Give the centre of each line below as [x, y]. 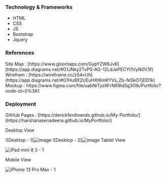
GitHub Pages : [21, 115]
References [20, 53]
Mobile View [18, 160]
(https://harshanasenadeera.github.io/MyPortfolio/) [59, 120]
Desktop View [20, 130]
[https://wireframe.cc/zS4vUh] [60, 75]
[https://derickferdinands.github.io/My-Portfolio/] [89, 115]
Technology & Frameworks [39, 7]
